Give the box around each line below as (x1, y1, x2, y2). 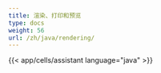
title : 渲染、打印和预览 (8, 11, 82, 20)
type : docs (8, 19, 45, 27)
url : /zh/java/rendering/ (8, 33, 95, 42)
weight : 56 (8, 26, 45, 34)
